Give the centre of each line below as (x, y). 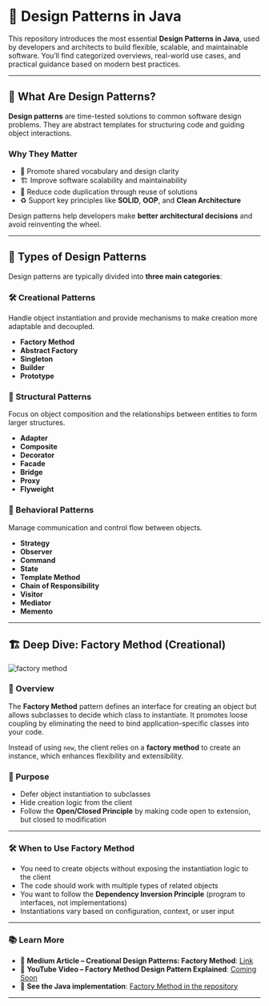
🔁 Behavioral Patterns (51, 510)
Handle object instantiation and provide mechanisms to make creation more (133, 318)
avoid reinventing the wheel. (55, 224)
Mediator (36, 602)
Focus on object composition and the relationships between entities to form (133, 414)
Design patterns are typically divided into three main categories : (115, 276)
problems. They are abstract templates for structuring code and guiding (126, 124)
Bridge (31, 473)
